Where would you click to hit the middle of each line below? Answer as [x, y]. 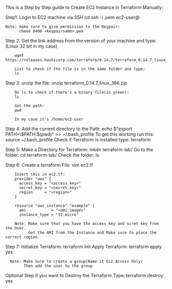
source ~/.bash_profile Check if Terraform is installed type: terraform [78, 140]
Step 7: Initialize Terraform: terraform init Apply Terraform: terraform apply [84, 246]
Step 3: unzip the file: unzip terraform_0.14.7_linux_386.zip [66, 83]
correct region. [23, 237]
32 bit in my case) [39, 46]
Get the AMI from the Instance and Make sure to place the [92, 233]
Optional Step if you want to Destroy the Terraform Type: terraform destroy [84, 275]
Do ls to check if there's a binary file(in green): [72, 92]
